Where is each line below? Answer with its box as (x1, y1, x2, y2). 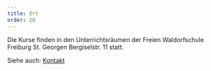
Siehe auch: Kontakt (7, 56, 65, 64)
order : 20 (7, 17, 36, 23)
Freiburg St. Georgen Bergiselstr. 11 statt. (7, 43, 124, 51)
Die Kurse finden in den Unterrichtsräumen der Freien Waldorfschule (7, 35, 204, 43)
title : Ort (7, 10, 39, 17)
